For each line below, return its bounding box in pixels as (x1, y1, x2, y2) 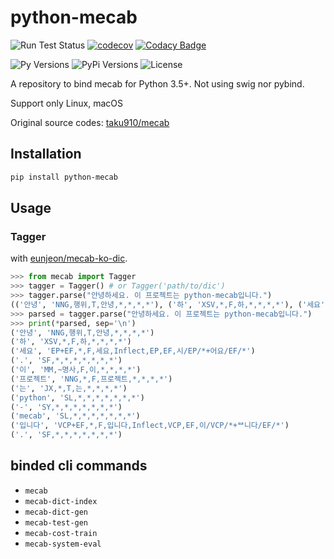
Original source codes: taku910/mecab (10, 116, 170, 128)
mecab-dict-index (24, 496, 98, 506)
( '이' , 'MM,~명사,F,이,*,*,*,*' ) (10, 365, 142, 375)
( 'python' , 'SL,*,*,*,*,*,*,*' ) (10, 392, 145, 403)
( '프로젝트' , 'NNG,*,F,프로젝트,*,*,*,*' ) (10, 374, 173, 384)
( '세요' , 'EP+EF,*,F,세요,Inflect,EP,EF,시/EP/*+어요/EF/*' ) (10, 346, 256, 356)
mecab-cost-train (24, 528, 98, 538)
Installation (10, 146, 82, 163)
